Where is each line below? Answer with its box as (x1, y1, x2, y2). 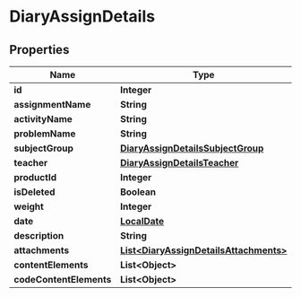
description (13, 230, 64, 241)
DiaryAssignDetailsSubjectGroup (119, 142, 264, 154)
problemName (13, 127, 76, 140)
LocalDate (119, 215, 165, 227)
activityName (13, 113, 73, 125)
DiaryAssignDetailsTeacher (119, 157, 239, 169)
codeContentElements (13, 274, 112, 285)
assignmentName (13, 99, 91, 110)
